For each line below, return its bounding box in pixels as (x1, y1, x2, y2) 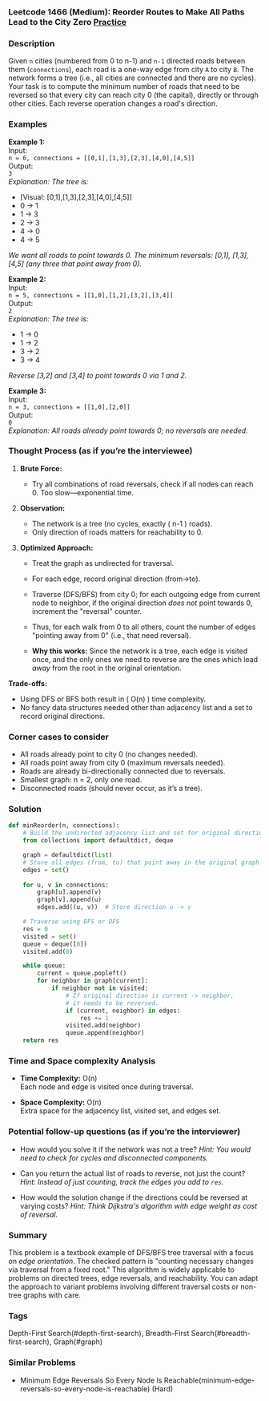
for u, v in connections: (22, 881, 110, 889)
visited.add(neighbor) (65, 1021, 142, 1030)
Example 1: (8, 137, 46, 147)
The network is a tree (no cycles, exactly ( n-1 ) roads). (31, 519, 213, 528)
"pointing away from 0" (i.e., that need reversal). (31, 630, 192, 640)
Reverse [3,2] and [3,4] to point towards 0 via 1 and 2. (8, 370, 187, 380)
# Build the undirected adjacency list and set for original (22, 829, 231, 838)
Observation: (19, 503, 66, 513)
